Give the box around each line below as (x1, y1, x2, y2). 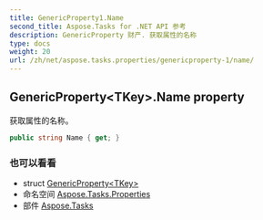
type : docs (9, 38, 51, 48)
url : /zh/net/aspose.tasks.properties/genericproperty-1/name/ (9, 56, 255, 65)
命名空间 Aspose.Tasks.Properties (22, 188, 151, 199)
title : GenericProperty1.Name (9, 13, 125, 23)
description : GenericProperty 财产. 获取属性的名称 (9, 30, 197, 39)
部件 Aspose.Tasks (22, 200, 94, 211)
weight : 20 (9, 47, 51, 57)
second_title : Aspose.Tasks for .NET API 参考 (9, 22, 187, 31)
